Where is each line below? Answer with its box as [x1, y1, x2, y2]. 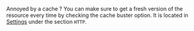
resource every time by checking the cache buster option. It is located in [6, 12, 189, 19]
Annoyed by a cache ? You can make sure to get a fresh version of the [6, 5, 183, 12]
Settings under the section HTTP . [6, 18, 87, 25]
